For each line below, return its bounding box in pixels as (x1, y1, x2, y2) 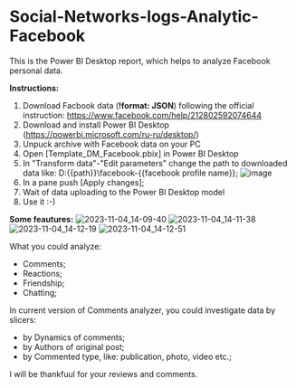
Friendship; (22, 278, 65, 289)
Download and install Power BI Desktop (22, 119, 170, 130)
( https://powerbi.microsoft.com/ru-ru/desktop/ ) (22, 128, 199, 139)
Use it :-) (22, 196, 56, 207)
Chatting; (22, 287, 57, 298)
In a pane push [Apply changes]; (22, 176, 145, 187)
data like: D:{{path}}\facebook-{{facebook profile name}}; (22, 167, 238, 178)
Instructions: (9, 82, 60, 93)
